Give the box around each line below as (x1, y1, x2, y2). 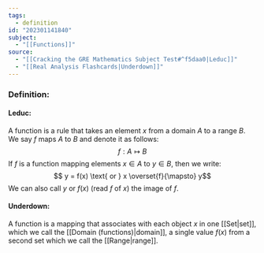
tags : (8, 11, 26, 20)
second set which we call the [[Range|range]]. (8, 236, 159, 245)
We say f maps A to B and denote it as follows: (8, 134, 159, 143)
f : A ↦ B (117, 147, 147, 156)
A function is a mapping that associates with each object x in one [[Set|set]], (8, 219, 257, 229)
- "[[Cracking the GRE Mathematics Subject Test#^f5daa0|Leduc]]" (15, 56, 238, 64)
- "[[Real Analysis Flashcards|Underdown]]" (15, 63, 164, 71)
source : (8, 48, 34, 56)
